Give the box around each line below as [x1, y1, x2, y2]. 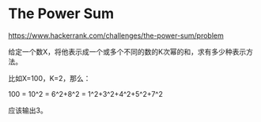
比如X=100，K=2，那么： [8, 73, 91, 83]
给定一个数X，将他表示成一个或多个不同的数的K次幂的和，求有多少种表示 [8, 46, 247, 56]
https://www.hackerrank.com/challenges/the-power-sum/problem [8, 31, 224, 40]
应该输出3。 [8, 105, 47, 115]
